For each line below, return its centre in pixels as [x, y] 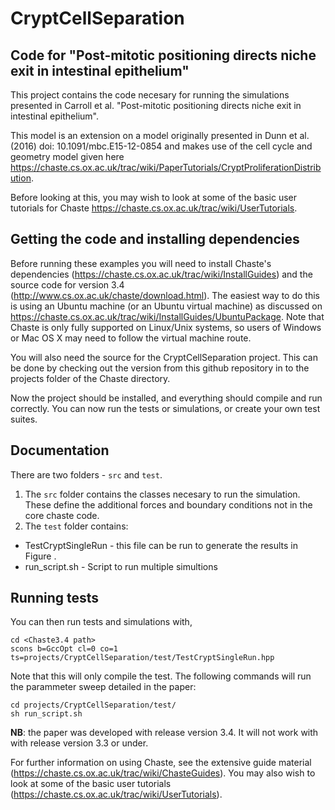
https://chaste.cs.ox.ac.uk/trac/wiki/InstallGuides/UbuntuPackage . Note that [167, 316]
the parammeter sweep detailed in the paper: [103, 687]
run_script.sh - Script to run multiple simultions [121, 566]
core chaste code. [62, 515]
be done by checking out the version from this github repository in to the [160, 368]
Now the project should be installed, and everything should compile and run [166, 398]
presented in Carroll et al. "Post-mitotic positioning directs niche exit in [156, 105]
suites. [24, 419]
